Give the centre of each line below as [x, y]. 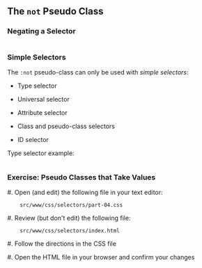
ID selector [33, 139]
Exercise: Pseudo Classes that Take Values [81, 177]
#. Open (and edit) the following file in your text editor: [85, 192]
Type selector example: [41, 153]
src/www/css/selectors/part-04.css [71, 205]
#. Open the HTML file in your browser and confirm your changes [101, 258]
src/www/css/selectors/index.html [70, 231]
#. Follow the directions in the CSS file [62, 244]
